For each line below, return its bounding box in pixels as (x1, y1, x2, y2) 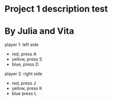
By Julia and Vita (4, 26, 74, 37)
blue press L (11, 91, 37, 97)
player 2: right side (4, 71, 43, 77)
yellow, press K (11, 85, 43, 91)
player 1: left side (4, 42, 39, 48)
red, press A (11, 51, 37, 57)
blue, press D (11, 62, 39, 67)
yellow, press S (11, 56, 43, 62)
